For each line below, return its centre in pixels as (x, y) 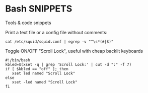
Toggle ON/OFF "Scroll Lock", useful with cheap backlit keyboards (74, 51)
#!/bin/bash (18, 60)
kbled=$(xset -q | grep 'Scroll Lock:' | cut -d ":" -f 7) (68, 64)
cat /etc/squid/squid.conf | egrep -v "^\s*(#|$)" (59, 41)
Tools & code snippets (28, 23)
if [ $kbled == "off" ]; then (37, 69)
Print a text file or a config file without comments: (56, 32)
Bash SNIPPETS (39, 9)
